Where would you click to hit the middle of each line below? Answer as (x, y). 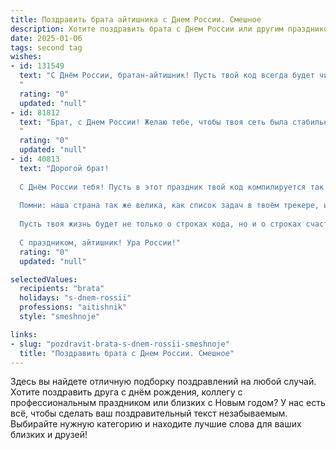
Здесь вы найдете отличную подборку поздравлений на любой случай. (163, 382)
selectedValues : (44, 279)
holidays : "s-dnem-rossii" (75, 298)
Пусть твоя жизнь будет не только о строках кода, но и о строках (160, 224)
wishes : (26, 57)
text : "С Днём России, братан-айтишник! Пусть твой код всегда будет (167, 76)
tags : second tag (46, 47)
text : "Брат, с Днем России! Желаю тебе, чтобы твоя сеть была (153, 122)
